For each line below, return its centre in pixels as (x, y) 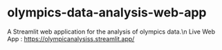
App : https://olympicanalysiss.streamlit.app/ (71, 38)
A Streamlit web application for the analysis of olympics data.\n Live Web (111, 32)
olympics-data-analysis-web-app (107, 13)
